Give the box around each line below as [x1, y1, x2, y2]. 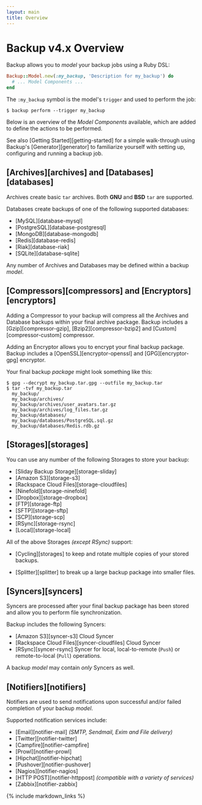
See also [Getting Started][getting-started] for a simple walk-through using [6, 137, 195, 144]
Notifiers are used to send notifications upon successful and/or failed [6, 698, 182, 706]
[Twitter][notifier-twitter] [15, 735, 78, 742]
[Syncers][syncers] [6, 586, 83, 597]
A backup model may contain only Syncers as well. [6, 664, 135, 671]
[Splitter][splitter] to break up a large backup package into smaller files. [15, 568, 196, 576]
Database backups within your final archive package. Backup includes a [6, 318, 188, 326]
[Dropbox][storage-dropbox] [15, 494, 88, 501]
